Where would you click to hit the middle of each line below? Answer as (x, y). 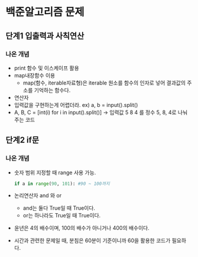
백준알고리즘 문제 (45, 12)
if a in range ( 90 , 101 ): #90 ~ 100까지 (62, 184)
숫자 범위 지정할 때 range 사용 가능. (55, 173)
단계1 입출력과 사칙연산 (45, 36)
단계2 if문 (22, 140)
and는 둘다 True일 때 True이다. (59, 208)
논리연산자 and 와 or (38, 196)
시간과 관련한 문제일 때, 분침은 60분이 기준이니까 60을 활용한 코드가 (92, 240)
